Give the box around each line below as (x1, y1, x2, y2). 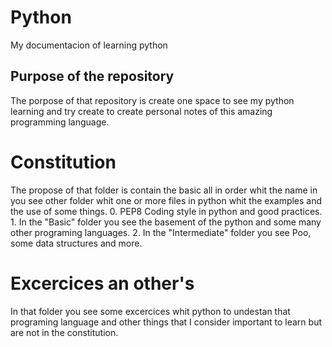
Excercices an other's (10, 272, 195, 295)
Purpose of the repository (10, 68, 175, 85)
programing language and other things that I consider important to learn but (10, 316, 322, 328)
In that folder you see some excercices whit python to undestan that (10, 305, 291, 317)
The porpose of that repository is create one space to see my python (10, 94, 295, 106)
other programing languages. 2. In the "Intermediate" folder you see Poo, (10, 226, 312, 238)
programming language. (10, 116, 110, 128)
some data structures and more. (10, 237, 143, 249)
